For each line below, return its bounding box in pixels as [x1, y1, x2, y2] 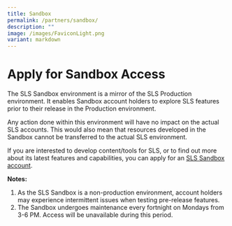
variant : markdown [7, 36, 61, 43]
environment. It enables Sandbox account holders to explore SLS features [7, 97, 220, 106]
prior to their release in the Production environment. [7, 104, 157, 113]
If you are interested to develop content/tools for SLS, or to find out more [7, 146, 217, 155]
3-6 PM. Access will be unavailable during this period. [17, 211, 173, 219]
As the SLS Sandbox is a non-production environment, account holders [17, 188, 223, 197]
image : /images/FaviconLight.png [7, 29, 105, 37]
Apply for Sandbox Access [7, 66, 166, 83]
